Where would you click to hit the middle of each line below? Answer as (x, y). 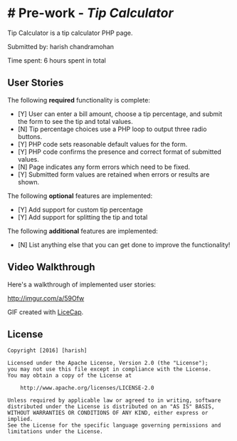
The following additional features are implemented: (83, 231)
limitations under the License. (55, 432)
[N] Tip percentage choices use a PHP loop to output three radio (112, 129)
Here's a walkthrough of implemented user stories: (82, 284)
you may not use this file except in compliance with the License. (110, 369)
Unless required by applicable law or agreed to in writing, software (114, 400)
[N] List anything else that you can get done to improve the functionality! (124, 244)
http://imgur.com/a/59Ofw (46, 298)
